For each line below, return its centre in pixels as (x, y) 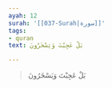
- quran (21, 38)
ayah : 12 (23, 16)
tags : (17, 30)
